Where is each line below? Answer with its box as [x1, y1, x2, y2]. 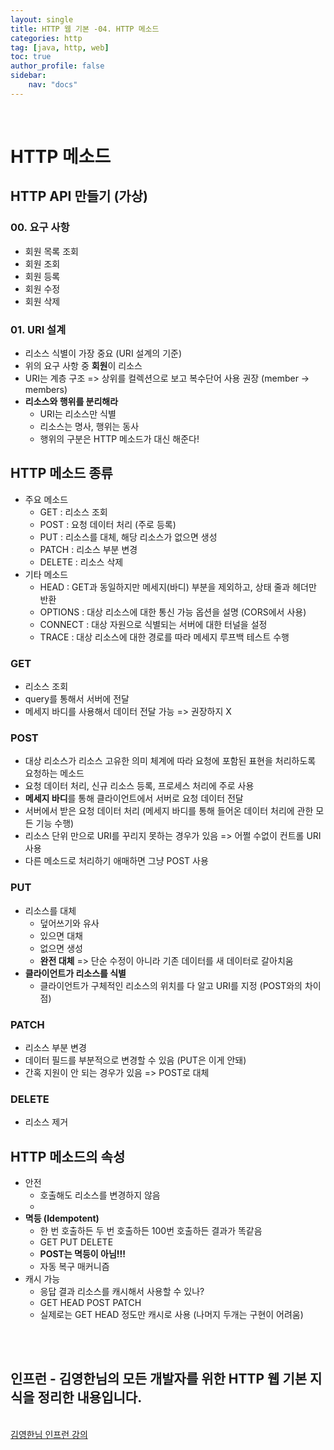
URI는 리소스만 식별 [39, 407, 117, 420]
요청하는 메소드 [24, 767, 85, 780]
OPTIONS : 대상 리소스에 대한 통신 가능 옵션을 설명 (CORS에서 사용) [39, 606, 307, 618]
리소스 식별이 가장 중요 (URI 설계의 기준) [24, 347, 183, 359]
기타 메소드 [24, 568, 69, 580]
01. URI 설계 [10, 322, 67, 336]
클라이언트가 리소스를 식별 [24, 967, 127, 979]
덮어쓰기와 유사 [39, 917, 100, 929]
